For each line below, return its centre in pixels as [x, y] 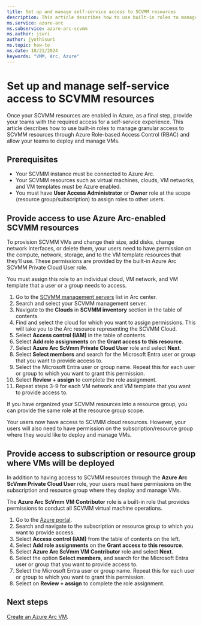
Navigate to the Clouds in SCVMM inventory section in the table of [99, 310]
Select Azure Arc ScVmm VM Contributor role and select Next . [94, 551]
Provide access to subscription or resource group [101, 454]
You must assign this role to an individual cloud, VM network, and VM [93, 279]
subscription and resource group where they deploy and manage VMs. [94, 490]
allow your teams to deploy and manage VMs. [63, 141]
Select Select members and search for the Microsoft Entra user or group [105, 355]
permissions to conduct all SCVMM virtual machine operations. [85, 508]
